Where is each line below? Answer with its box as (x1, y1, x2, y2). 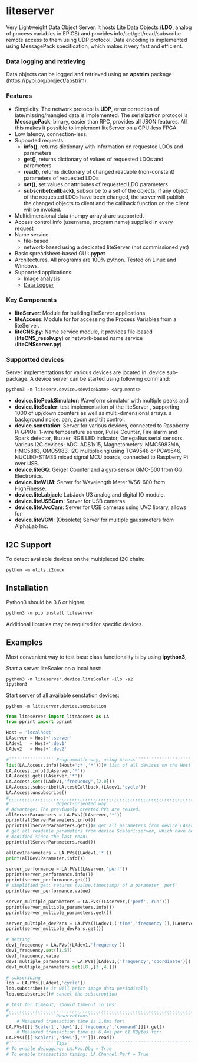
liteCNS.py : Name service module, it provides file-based (14, 328, 153, 335)
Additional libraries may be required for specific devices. (6, 620, 144, 627)
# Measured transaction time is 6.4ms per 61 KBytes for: (16, 1029, 162, 1035)
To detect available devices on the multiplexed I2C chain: (6, 555, 145, 562)
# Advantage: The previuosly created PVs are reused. (6, 806, 141, 812)
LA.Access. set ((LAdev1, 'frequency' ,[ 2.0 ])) (6, 779, 115, 785)
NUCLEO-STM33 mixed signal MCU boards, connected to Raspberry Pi (14, 453, 189, 461)
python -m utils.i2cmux (6, 566, 65, 573)
